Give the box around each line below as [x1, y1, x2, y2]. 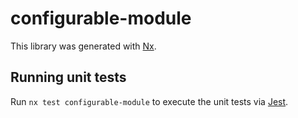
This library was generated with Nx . [10, 40, 157, 52]
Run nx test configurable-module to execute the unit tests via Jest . [10, 95, 289, 107]
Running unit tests [10, 69, 127, 86]
